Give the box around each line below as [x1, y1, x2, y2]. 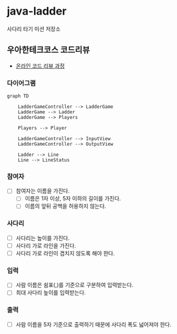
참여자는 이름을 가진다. [15, 187, 70, 194]
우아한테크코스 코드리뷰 [7, 44, 90, 55]
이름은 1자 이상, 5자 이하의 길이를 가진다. [24, 195, 121, 202]
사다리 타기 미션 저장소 [7, 25, 61, 32]
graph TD [7, 93, 29, 99]
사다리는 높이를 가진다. [15, 234, 70, 241]
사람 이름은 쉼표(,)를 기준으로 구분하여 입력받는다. [15, 282, 134, 289]
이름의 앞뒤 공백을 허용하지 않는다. [24, 202, 106, 210]
